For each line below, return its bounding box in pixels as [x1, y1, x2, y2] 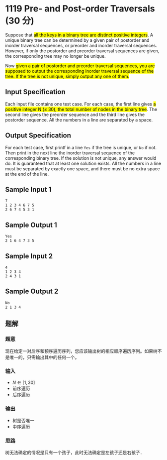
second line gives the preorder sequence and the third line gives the [5, 112, 145, 117]
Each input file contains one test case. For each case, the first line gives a [5, 101, 156, 107]
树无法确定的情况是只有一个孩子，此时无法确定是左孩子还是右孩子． [5, 450, 145, 456]
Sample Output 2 [5, 287, 59, 296]
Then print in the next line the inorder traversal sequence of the [5, 150, 135, 156]
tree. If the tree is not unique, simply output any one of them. [5, 73, 130, 79]
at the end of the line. [5, 171, 49, 177]
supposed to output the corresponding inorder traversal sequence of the [5, 68, 154, 74]
